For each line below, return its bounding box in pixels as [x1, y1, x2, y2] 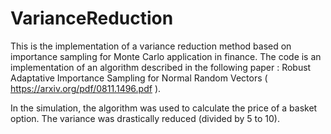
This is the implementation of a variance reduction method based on [10, 40, 292, 52]
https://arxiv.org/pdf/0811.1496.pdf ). [10, 82, 162, 94]
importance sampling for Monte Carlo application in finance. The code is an [10, 50, 322, 62]
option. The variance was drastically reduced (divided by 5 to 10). [10, 112, 280, 124]
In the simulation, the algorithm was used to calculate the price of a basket [10, 102, 318, 114]
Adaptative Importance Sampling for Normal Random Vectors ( [10, 72, 268, 84]
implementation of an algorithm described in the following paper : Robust [10, 61, 312, 73]
